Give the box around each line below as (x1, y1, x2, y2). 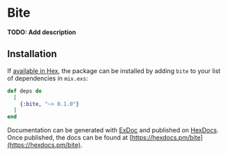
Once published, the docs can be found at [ (7, 134, 132, 142)
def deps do (7, 87, 42, 95)
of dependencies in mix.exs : (7, 74, 89, 82)
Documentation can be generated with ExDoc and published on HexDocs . (7, 126, 219, 134)
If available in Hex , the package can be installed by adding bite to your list (7, 66, 221, 75)
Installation (7, 48, 57, 60)
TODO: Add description (7, 28, 77, 36)
